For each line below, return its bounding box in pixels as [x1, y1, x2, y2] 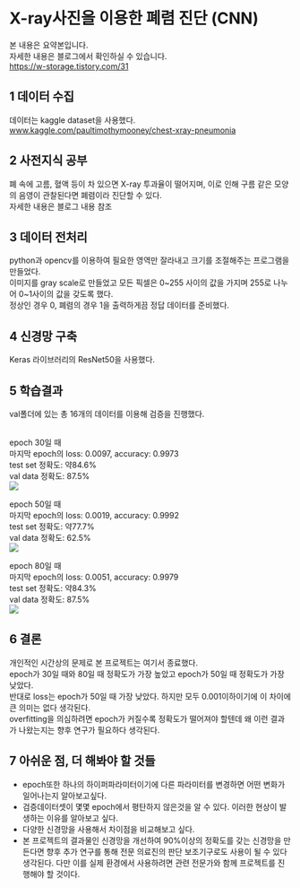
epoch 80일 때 [9, 561, 62, 570]
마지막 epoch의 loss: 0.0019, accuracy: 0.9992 [9, 510, 179, 520]
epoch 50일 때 [9, 499, 62, 509]
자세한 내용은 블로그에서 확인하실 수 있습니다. [9, 50, 167, 61]
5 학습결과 [9, 383, 64, 398]
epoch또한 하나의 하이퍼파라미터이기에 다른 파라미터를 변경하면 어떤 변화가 [21, 779, 286, 789]
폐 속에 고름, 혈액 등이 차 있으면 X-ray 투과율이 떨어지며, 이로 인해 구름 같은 [9, 178, 273, 189]
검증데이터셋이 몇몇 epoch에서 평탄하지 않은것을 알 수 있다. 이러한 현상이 [21, 801, 278, 812]
